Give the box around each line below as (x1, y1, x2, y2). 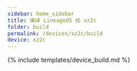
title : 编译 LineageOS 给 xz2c (7, 17, 97, 24)
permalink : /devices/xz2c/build (7, 30, 103, 37)
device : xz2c (7, 37, 46, 44)
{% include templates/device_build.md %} (7, 56, 131, 64)
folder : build (7, 23, 50, 30)
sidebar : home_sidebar (7, 10, 75, 18)
